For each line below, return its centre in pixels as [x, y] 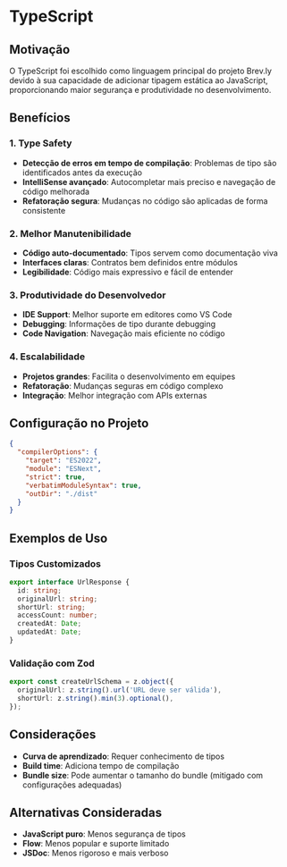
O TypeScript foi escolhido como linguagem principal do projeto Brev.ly [141, 71]
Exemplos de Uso [59, 538]
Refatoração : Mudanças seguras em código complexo [122, 385]
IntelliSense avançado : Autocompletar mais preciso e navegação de [149, 181]
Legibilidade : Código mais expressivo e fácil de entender [128, 272]
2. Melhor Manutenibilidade [71, 233]
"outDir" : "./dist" [62, 493]
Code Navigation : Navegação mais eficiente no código [123, 333]
